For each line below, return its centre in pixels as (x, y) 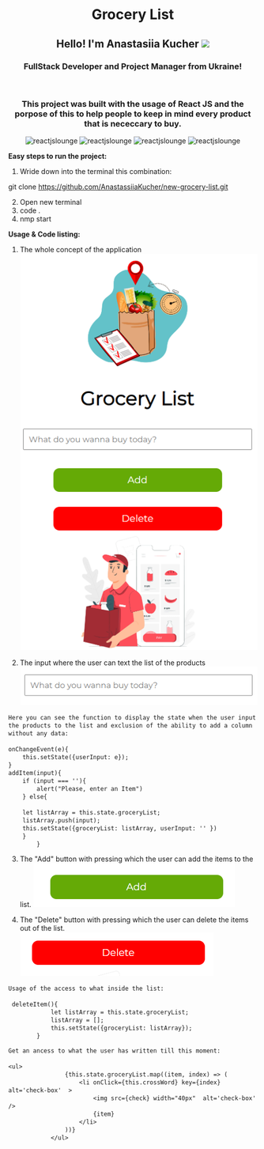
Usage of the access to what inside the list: (86, 989)
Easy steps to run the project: (58, 157)
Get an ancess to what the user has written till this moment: (115, 1051)
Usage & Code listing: (44, 234)
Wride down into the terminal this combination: (96, 172)
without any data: (38, 734)
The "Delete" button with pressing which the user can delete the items (134, 920)
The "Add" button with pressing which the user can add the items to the (136, 859)
